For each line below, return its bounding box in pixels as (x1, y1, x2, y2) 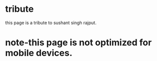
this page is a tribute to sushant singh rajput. (5, 20, 97, 26)
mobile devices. (5, 48, 73, 59)
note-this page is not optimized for (5, 37, 152, 48)
